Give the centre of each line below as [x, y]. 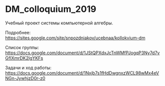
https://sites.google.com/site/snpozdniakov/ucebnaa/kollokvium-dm [75, 38]
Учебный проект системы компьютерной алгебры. [59, 23]
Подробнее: [18, 32]
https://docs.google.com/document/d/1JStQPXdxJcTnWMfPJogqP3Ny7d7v [82, 53]
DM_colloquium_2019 [51, 9]
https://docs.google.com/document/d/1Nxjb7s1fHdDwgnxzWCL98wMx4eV [82, 73]
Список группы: [22, 47]
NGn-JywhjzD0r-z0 [25, 78]
